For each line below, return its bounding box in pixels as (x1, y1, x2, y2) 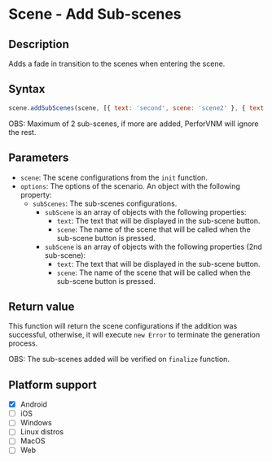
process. (8, 338, 38, 348)
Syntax (8, 82, 46, 96)
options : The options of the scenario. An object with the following (20, 181, 240, 191)
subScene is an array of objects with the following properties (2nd (44, 242, 262, 251)
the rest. (8, 127, 37, 137)
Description (8, 37, 69, 51)
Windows (20, 418, 52, 428)
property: (20, 190, 52, 199)
